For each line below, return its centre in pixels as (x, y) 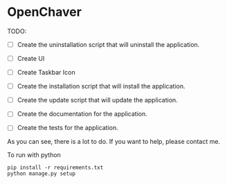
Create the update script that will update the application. (97, 100)
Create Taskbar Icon (46, 73)
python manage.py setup (42, 174)
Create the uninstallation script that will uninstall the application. (108, 44)
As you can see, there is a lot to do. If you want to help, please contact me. (113, 142)
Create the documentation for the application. (82, 114)
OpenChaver (44, 12)
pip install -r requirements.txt (55, 168)
